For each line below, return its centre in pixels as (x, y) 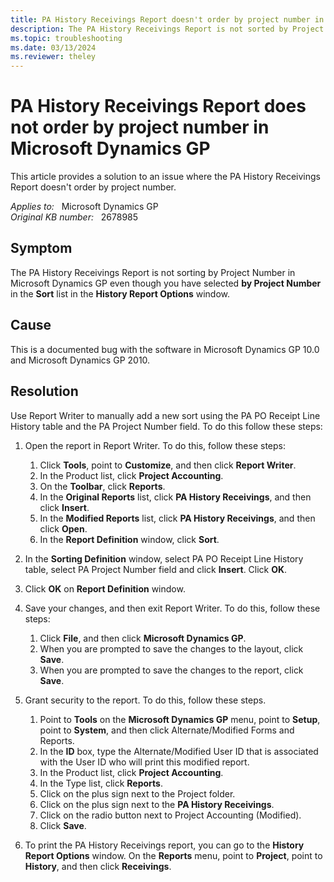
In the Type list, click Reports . (101, 783)
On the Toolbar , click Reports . (102, 486)
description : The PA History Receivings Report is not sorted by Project (167, 29)
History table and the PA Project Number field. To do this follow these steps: (166, 426)
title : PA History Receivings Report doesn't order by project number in (167, 19)
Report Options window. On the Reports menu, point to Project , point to (173, 855)
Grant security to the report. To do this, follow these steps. (145, 700)
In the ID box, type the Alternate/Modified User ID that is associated (179, 751)
